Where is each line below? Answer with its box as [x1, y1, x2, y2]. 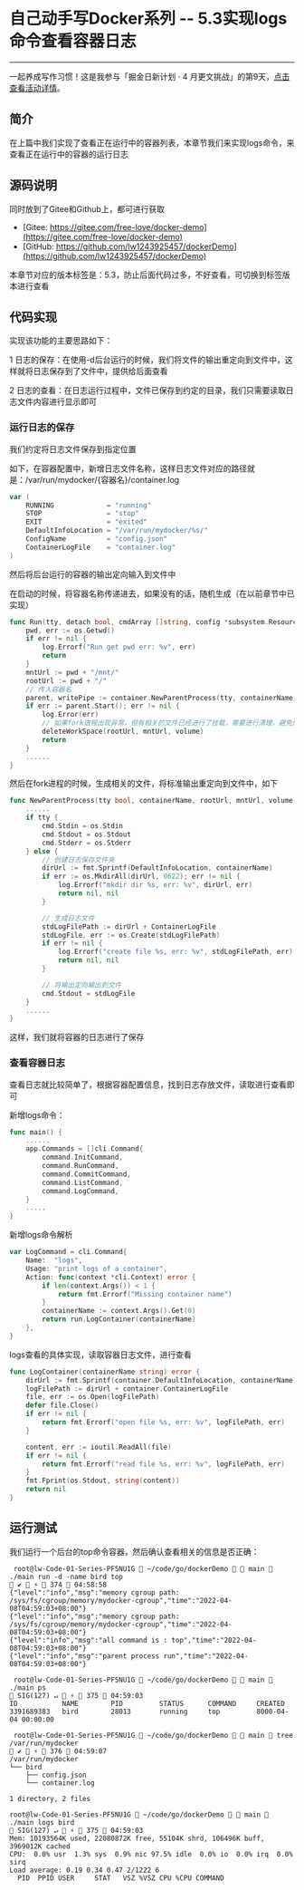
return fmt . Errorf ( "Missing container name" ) [57, 1289, 233, 1298]
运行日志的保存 [9, 421, 75, 434]
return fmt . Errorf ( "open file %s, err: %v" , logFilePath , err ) [42, 1418, 285, 1427]
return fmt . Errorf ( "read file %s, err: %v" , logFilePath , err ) [42, 1460, 285, 1469]
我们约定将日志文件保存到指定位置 [9, 443, 137, 454]
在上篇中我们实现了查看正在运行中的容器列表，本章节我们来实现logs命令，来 [9, 137, 295, 148]
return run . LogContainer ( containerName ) [42, 1315, 196, 1324]
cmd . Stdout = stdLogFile [42, 988, 136, 998]
